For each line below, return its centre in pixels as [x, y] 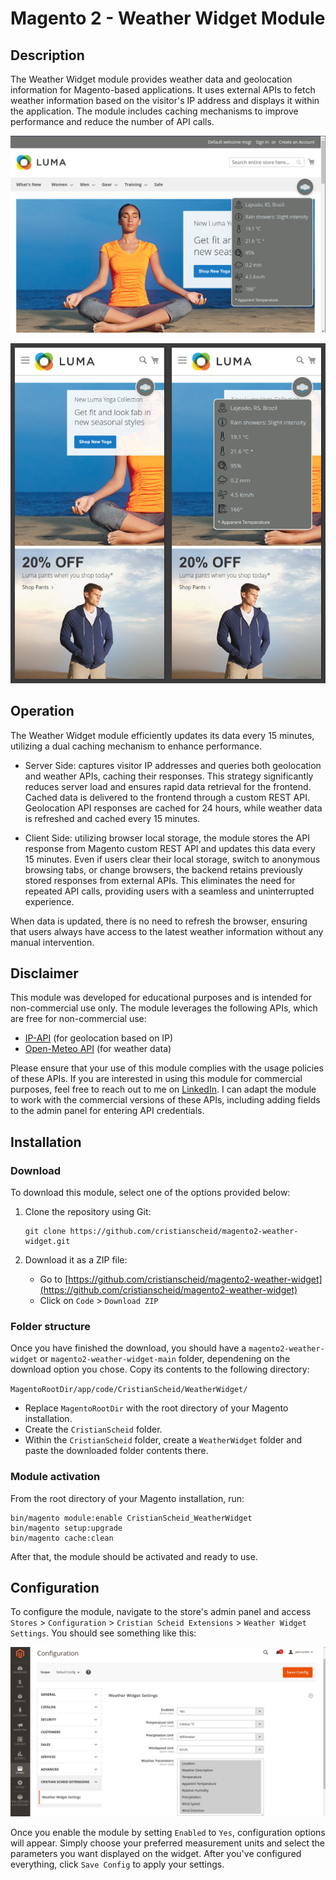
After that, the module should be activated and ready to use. [134, 1556]
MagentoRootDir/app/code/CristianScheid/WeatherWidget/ [129, 1390]
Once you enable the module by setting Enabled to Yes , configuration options [168, 1833]
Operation [42, 711]
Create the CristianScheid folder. [93, 1429]
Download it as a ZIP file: [76, 1260]
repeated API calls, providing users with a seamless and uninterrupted [169, 891]
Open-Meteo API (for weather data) [98, 1049]
